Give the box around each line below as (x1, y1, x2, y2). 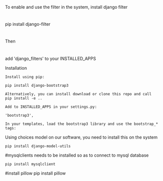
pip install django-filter (5, 21, 51, 27)
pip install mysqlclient (5, 161, 56, 166)
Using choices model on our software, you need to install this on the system (5, 134, 158, 140)
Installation (5, 65, 27, 71)
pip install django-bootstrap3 (5, 83, 69, 88)
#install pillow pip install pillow (5, 170, 66, 176)
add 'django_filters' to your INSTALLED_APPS (5, 56, 96, 61)
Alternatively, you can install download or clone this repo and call (5, 91, 152, 97)
